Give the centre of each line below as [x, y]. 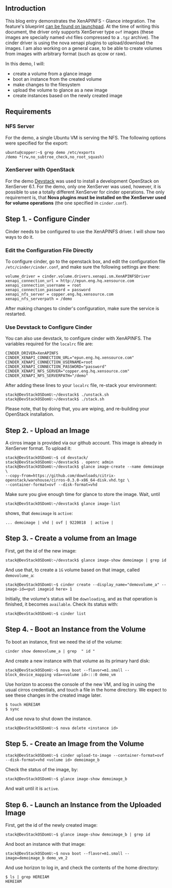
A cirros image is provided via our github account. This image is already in [84, 443]
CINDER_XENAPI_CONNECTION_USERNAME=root [49, 362]
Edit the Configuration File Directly [49, 250]
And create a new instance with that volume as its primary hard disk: [78, 661]
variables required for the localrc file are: [49, 344]
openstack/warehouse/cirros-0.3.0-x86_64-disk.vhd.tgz [65, 481]
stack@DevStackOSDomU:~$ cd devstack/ [47, 458]
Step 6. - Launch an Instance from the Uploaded [83, 805]
